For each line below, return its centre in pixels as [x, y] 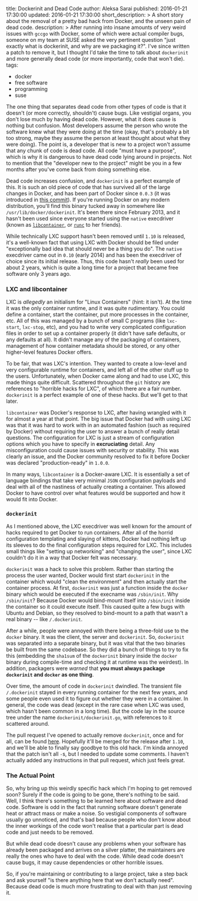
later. [12, 401]
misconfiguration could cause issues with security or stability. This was [93, 450]
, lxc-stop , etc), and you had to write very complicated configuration [103, 327]
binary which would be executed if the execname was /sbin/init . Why [92, 594]
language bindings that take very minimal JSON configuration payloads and [96, 481]
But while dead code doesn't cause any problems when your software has [96, 843]
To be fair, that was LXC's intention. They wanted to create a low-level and [96, 364]
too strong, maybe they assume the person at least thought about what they [98, 138]
